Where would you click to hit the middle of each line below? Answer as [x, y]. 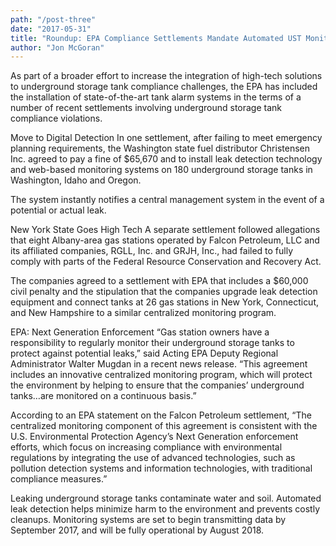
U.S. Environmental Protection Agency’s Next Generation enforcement [154, 437]
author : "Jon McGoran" [57, 47]
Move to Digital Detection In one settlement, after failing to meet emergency [166, 138]
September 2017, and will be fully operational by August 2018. [137, 530]
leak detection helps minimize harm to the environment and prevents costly [165, 509]
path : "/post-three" [53, 19]
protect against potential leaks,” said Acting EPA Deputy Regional [144, 353]
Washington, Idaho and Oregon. [76, 180]
